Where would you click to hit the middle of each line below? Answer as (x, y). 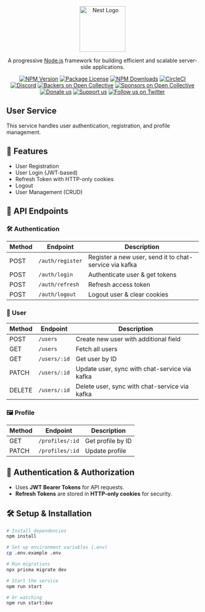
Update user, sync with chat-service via (134, 369)
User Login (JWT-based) (46, 172)
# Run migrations (28, 564)
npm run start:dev (30, 603)
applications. (109, 67)
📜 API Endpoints (38, 211)
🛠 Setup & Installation (49, 513)
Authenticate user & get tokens (132, 275)
